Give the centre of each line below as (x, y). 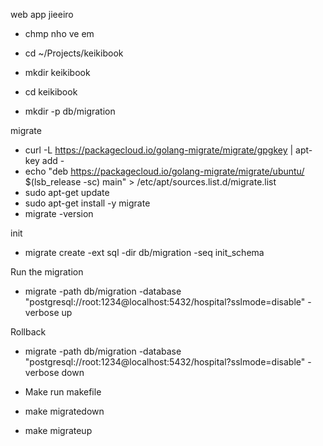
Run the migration (47, 272)
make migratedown (64, 411)
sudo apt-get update (67, 192)
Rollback (28, 332)
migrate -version (59, 213)
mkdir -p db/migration (70, 111)
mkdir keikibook (57, 72)
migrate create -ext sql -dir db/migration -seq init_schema (144, 252)
